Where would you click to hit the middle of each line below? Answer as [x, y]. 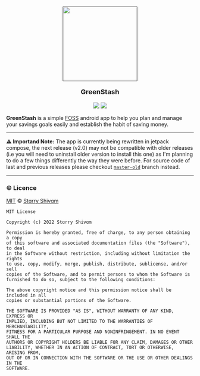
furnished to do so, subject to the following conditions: [81, 280]
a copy [14, 238]
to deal [16, 248]
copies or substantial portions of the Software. [69, 301]
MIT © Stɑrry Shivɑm [32, 201]
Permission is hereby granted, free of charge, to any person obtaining [98, 233]
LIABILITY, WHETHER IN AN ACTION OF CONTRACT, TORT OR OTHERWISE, [90, 348]
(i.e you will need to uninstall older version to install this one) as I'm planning [100, 154]
